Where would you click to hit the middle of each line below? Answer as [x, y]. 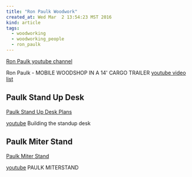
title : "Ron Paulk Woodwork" [42, 12]
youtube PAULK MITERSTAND [42, 167]
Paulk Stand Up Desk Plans [39, 112]
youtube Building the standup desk [49, 123]
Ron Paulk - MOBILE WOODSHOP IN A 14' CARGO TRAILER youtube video [96, 73]
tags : [13, 28]
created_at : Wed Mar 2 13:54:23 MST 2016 [59, 17]
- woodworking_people [38, 39]
